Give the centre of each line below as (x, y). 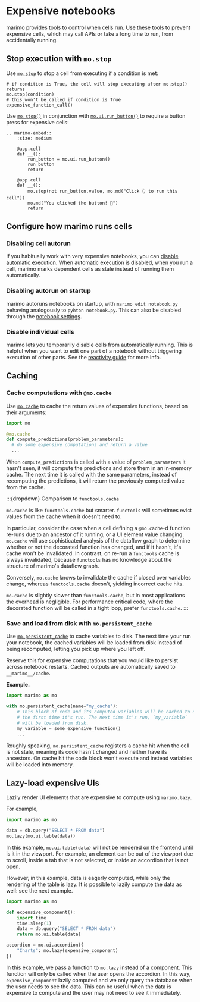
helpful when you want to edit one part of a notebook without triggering (94, 351)
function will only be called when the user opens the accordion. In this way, (99, 973)
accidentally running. (32, 40)
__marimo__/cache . (28, 673)
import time (32, 918)
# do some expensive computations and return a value (79, 445)
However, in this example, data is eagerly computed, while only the (88, 878)
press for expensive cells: (38, 122)
